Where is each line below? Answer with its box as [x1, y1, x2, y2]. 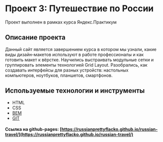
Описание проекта [5, 33, 66, 42]
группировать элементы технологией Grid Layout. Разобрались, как [5, 62, 148, 68]
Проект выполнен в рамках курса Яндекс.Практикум [5, 19, 117, 25]
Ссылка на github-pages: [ [5, 126, 62, 132]
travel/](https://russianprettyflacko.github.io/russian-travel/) [5, 132, 134, 138]
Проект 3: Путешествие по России [5, 3, 154, 14]
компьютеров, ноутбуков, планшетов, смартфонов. [5, 72, 113, 78]
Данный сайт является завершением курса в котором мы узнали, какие [5, 46, 157, 52]
